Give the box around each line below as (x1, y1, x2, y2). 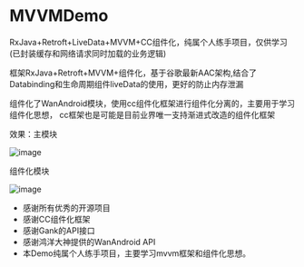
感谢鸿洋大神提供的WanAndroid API (22, 236, 156, 247)
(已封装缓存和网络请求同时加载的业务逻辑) (9, 47, 167, 59)
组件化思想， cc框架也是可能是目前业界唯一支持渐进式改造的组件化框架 (9, 109, 275, 120)
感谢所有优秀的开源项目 (22, 202, 111, 213)
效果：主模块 (9, 128, 57, 139)
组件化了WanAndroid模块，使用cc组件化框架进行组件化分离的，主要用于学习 (9, 97, 296, 109)
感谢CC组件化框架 (22, 213, 91, 224)
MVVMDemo (9, 5, 109, 26)
